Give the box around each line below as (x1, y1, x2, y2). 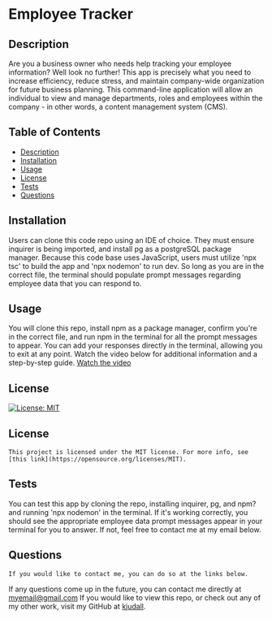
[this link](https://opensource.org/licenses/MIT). (8, 456, 187, 464)
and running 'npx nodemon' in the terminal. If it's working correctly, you (8, 507, 248, 517)
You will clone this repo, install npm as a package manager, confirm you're (8, 323, 257, 333)
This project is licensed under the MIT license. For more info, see (8, 448, 249, 457)
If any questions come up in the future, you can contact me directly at (8, 584, 242, 594)
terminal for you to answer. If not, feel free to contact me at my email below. (8, 525, 261, 535)
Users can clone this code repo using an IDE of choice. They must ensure (8, 235, 255, 245)
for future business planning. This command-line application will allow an (8, 84, 253, 94)
